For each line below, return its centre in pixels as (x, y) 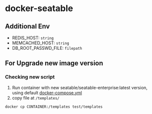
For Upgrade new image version (54, 63)
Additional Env (27, 26)
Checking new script (30, 77)
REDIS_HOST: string (33, 38)
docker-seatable (39, 8)
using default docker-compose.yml (47, 93)
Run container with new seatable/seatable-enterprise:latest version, (80, 87)
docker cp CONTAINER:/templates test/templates (54, 107)
